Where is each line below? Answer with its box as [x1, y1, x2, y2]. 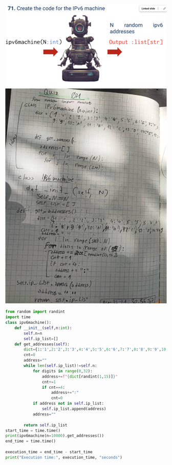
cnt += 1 [41, 379, 56, 385]
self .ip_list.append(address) [41, 406, 106, 412]
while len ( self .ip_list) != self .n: [24, 363, 97, 368]
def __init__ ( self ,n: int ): [14, 325, 72, 330]
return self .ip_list [24, 423, 68, 428]
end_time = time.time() [5, 439, 56, 444]
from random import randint [5, 309, 66, 315]
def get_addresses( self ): [14, 342, 70, 347]
